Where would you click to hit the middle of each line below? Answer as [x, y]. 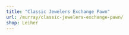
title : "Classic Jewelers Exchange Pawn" [58, 12]
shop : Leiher [22, 23]
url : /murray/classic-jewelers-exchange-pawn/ [65, 17]
